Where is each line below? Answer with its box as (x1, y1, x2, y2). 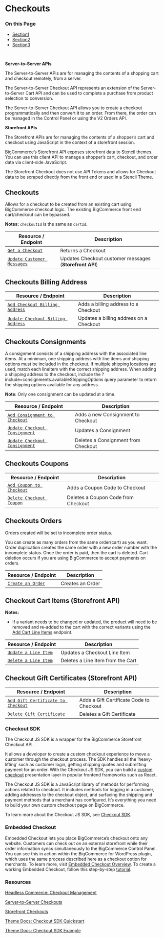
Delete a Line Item (7, 658, 53, 663)
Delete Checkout (7, 495, 45, 501)
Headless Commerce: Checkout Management (5, 890, 97, 896)
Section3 (12, 42, 31, 48)
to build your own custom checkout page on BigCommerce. (5, 802, 125, 808)
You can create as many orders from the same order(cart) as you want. (5, 539, 148, 545)
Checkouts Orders (5, 517, 62, 525)
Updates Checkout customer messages (60, 255, 151, 262)
